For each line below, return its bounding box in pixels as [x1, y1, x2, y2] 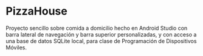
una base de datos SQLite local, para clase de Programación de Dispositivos [5, 37, 197, 44]
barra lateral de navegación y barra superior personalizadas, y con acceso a [5, 30, 197, 38]
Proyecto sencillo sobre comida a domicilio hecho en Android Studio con [5, 24, 188, 32]
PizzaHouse [5, 4, 67, 18]
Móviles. [5, 44, 27, 51]
